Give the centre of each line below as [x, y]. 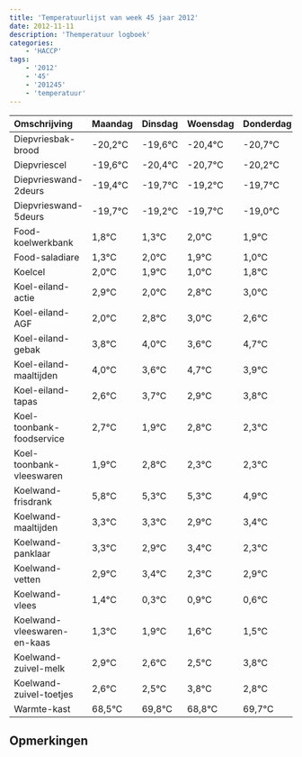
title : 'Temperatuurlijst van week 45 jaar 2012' [104, 18]
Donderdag [267, 123]
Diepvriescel [40, 165]
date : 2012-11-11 [42, 26]
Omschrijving [44, 123]
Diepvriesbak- [45, 139]
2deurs [29, 190]
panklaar [32, 553]
